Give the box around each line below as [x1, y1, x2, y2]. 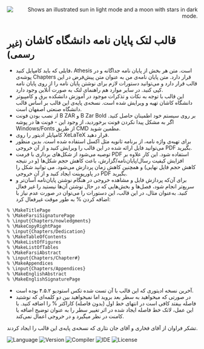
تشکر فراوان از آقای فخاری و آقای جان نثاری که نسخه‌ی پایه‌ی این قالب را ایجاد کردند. [7, 324, 199, 331]
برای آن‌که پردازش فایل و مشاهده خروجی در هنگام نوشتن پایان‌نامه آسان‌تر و [15, 176, 187, 184]
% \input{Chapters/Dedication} [7, 228, 86, 234]
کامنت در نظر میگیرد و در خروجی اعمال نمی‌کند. [15, 312, 125, 320]
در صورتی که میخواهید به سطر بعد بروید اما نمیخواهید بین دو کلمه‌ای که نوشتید [15, 293, 191, 301]
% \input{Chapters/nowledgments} [7, 218, 91, 224]
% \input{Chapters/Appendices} [7, 265, 86, 271]
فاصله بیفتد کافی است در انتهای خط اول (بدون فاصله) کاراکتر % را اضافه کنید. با [15, 299, 196, 307]
